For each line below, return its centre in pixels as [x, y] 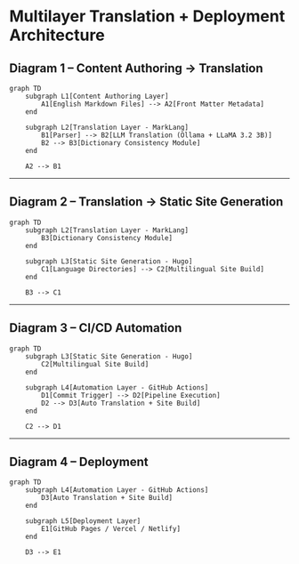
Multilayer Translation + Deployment [147, 16]
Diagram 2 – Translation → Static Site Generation [146, 202]
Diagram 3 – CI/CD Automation [96, 328]
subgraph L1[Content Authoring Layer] [97, 96]
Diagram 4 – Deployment [79, 462]
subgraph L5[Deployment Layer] [83, 521]
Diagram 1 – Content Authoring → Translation [137, 68]
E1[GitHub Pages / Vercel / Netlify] [111, 529]
